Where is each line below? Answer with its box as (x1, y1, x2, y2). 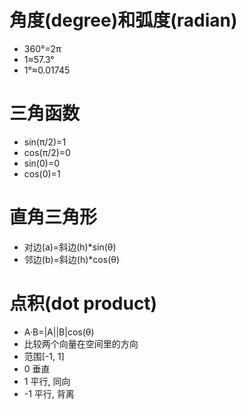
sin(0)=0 (23, 157, 60, 169)
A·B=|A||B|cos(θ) (23, 326, 95, 338)
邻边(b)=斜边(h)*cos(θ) (23, 253, 121, 265)
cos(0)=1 (23, 167, 61, 180)
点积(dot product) (9, 292, 158, 315)
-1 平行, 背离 (23, 387, 75, 400)
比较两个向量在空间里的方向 (23, 337, 139, 350)
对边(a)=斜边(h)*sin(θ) (23, 241, 117, 253)
